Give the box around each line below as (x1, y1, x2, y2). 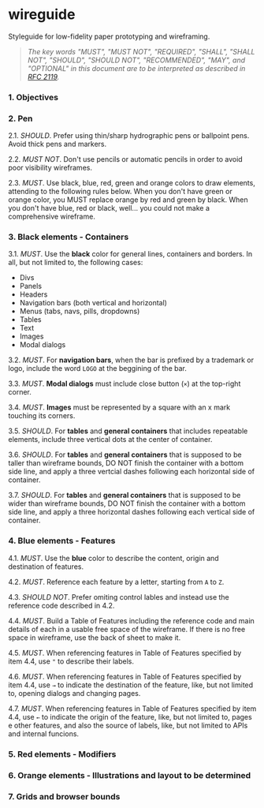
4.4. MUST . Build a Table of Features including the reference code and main (8, 615, 255, 625)
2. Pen (8, 113, 33, 124)
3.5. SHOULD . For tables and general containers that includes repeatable (8, 426, 248, 436)
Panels (19, 282, 42, 291)
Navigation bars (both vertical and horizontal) (19, 298, 168, 308)
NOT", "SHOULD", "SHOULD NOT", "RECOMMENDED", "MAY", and (27, 55, 246, 65)
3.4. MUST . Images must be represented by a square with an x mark (8, 402, 231, 412)
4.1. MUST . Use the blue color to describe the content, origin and (8, 553, 219, 563)
